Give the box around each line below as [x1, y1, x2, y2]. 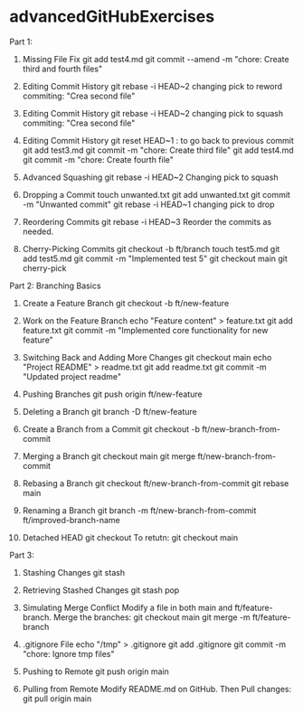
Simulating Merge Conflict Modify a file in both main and [22, 602, 233, 613]
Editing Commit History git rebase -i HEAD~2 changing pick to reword [22, 80, 283, 91]
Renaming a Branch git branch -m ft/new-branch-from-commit [22, 504, 257, 516]
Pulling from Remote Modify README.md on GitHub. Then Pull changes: [22, 683, 292, 694]
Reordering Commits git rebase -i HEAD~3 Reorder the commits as [22, 216, 272, 227]
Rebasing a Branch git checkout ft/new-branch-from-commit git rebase [22, 477, 289, 489]
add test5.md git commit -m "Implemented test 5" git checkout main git [22, 253, 288, 264]
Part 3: [9, 549, 34, 560]
